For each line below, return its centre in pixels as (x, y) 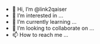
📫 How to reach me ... (40, 35)
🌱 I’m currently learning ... (44, 22)
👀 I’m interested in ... (38, 15)
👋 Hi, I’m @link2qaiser (39, 9)
